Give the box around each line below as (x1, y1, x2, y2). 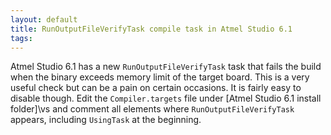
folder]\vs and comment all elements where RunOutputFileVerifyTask (10, 103, 295, 115)
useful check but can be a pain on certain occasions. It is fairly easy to (10, 82, 302, 94)
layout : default (10, 14, 78, 25)
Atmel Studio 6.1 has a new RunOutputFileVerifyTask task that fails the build (10, 61, 322, 73)
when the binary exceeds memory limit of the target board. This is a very (10, 71, 310, 83)
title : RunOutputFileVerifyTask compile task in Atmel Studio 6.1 (10, 24, 293, 34)
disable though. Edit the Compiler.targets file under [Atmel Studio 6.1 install (10, 92, 322, 105)
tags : (10, 33, 33, 43)
